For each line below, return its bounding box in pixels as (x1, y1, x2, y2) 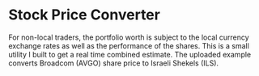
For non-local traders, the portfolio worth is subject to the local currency (8, 32, 249, 42)
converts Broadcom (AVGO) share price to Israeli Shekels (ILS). (8, 58, 219, 68)
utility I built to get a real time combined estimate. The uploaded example (8, 49, 252, 59)
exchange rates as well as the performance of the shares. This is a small (8, 40, 249, 50)
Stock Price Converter (8, 6, 160, 24)
